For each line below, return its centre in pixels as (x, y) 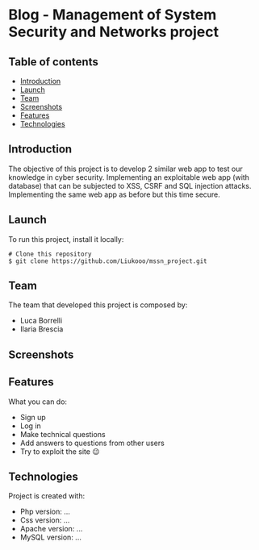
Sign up (33, 417)
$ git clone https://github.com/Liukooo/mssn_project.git (108, 261)
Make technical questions (63, 434)
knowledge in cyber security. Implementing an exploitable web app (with (129, 177)
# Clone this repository (50, 254)
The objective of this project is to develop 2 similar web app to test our (126, 169)
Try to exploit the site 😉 (60, 451)
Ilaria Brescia (42, 329)
